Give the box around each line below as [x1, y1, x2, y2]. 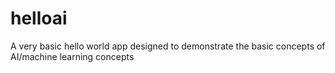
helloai [10, 7, 68, 30]
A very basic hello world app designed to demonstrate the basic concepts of [10, 40, 326, 52]
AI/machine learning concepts [10, 50, 135, 62]
